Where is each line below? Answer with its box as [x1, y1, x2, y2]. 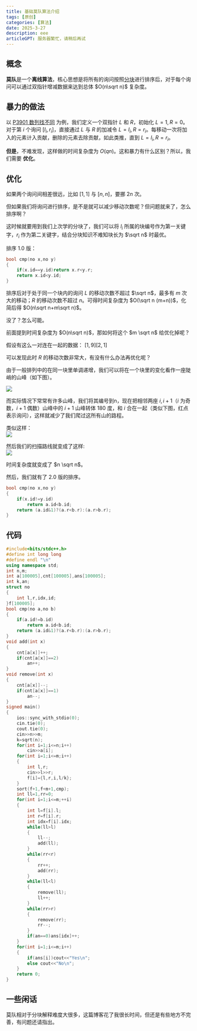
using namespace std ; [6, 562, 59, 568]
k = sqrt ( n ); [16, 737, 43, 742]
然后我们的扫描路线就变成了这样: [6, 443, 85, 449]
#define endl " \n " [6, 557, 51, 563]
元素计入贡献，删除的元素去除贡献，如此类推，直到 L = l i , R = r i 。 [16, 134, 174, 143]
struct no [6, 584, 30, 590]
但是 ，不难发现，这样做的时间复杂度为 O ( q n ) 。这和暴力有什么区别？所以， [6, 148, 186, 155]
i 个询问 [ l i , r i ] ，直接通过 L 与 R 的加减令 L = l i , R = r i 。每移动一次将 [22, 126, 182, 134]
